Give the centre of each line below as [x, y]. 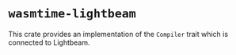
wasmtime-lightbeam [72, 14]
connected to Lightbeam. [49, 42]
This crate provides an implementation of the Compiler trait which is [118, 34]
